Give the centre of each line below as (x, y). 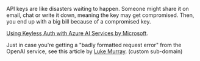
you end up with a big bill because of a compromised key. (79, 21)
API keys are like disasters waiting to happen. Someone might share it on (98, 9)
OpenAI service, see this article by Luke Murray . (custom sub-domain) (95, 51)
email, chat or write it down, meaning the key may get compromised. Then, (100, 15)
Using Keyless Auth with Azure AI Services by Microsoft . (77, 33)
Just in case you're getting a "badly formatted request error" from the (94, 45)
